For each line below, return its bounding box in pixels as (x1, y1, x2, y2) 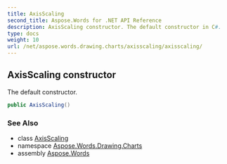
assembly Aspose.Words (17, 149, 90, 157)
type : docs (7, 30, 39, 37)
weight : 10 (7, 37, 39, 44)
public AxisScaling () (7, 101, 71, 108)
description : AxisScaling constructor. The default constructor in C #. (7, 23, 221, 30)
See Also (7, 118, 39, 127)
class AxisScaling (17, 134, 69, 142)
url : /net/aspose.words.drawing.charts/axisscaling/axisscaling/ (7, 43, 202, 50)
